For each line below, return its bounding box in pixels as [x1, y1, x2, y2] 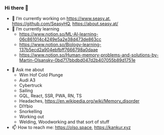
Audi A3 [19, 77, 35, 83]
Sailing [19, 88, 33, 94]
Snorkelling [19, 108, 42, 114]
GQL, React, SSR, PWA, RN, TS [19, 93, 82, 99]
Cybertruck [19, 82, 42, 88]
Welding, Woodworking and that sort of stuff [19, 119, 109, 125]
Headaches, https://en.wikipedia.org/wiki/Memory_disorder [19, 98, 140, 104]
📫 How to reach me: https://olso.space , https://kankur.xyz [11, 125, 131, 131]
